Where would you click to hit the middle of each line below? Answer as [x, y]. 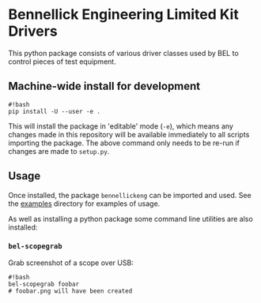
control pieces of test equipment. [62, 62]
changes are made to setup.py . [59, 151]
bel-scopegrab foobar [44, 284]
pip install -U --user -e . [55, 111]
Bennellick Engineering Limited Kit [123, 15]
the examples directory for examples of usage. [84, 204]
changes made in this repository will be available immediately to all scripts [129, 134]
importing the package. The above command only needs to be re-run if [124, 143]
